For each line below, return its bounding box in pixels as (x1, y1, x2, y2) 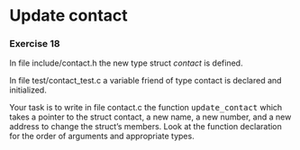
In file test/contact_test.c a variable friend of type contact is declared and (9, 75, 282, 86)
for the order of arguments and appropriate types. (9, 131, 195, 142)
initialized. (9, 84, 47, 95)
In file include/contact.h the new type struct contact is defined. (9, 57, 243, 68)
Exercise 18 (9, 38, 60, 50)
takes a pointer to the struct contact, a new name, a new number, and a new (9, 111, 292, 122)
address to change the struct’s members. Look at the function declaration (9, 121, 282, 132)
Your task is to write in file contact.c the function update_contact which (9, 102, 283, 113)
